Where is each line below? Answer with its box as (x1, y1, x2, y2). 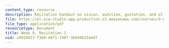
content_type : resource (5, 7, 55, 12)
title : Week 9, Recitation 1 (5, 30, 66, 35)
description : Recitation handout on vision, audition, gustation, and (5, 12, 156, 17)
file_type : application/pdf (5, 21, 64, 26)
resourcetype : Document (5, 26, 55, 31)
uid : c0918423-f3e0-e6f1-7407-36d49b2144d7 (5, 35, 98, 40)
